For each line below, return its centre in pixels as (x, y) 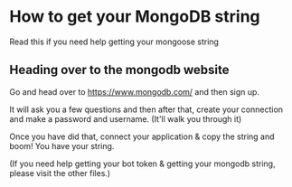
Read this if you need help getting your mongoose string (114, 42)
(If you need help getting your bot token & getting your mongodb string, (142, 164)
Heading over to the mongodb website (119, 70)
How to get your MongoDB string (135, 17)
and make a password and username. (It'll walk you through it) (126, 118)
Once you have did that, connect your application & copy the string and (142, 136)
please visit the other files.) (60, 173)
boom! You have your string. (62, 145)
